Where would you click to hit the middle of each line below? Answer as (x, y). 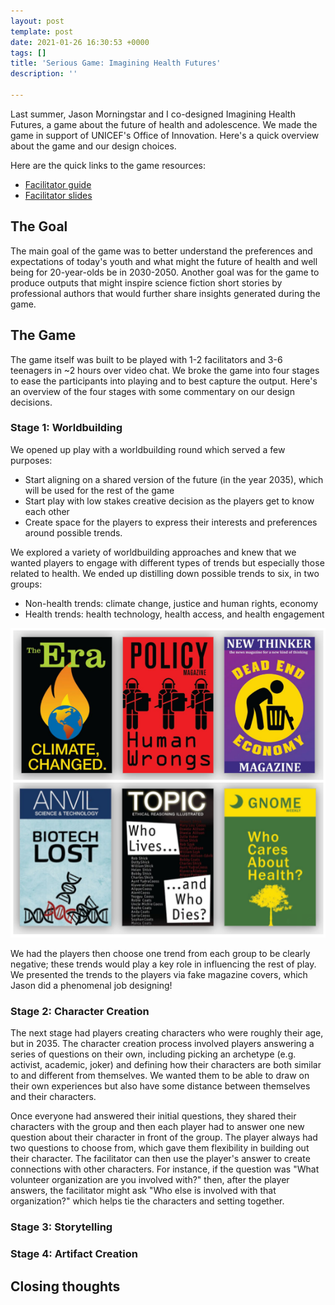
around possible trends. (73, 532)
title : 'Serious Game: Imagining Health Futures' (116, 63)
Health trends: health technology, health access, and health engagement (174, 614)
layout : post (37, 21)
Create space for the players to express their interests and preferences (171, 522)
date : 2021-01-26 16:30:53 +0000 (80, 42)
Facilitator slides (58, 195)
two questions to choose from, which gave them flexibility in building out (160, 1148)
